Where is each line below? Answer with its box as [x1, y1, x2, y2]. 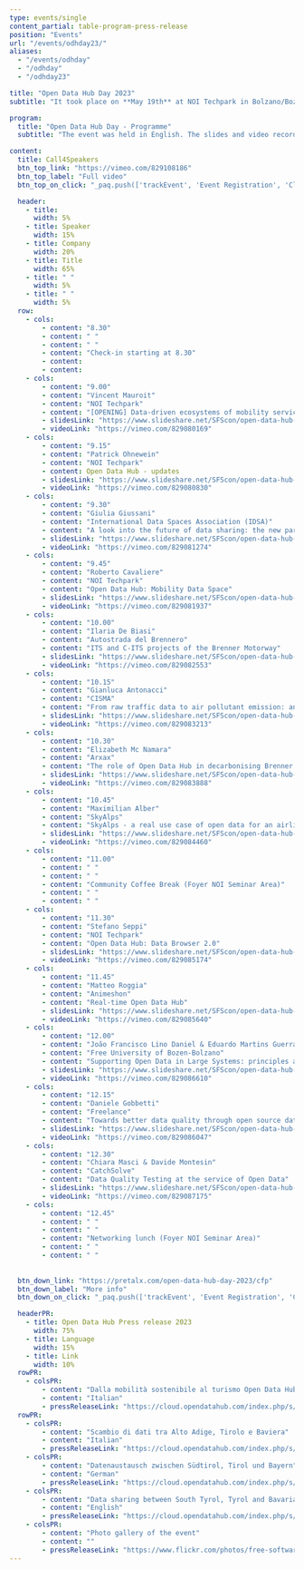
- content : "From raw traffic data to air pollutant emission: [42, 703, 285, 712]
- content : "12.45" [42, 1208, 116, 1218]
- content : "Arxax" [42, 754, 116, 763]
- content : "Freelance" [42, 1107, 131, 1116]
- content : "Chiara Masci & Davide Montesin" [42, 1158, 217, 1167]
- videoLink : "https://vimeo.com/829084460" [42, 838, 213, 847]
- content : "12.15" [42, 1090, 116, 1100]
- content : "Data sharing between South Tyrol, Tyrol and [42, 1495, 265, 1504]
